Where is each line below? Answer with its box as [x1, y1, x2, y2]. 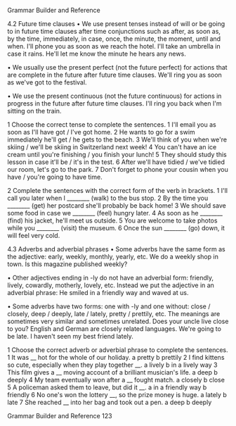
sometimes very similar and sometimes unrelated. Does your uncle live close [7, 317, 229, 325]
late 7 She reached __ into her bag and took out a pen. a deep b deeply [7, 398, 212, 406]
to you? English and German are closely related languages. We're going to [7, 325, 221, 333]
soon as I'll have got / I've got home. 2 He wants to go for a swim [7, 128, 195, 136]
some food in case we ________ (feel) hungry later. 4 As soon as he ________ [7, 209, 223, 217]
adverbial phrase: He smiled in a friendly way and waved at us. [7, 289, 189, 296]
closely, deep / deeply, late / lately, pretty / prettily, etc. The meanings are [7, 310, 221, 318]
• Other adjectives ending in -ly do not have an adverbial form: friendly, [7, 274, 214, 282]
